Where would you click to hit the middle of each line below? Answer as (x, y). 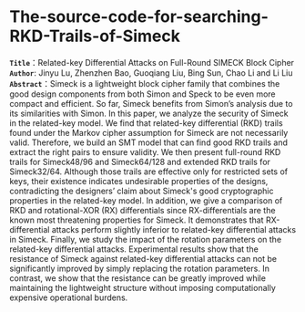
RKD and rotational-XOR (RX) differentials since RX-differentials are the (142, 210)
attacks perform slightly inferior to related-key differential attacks (174, 229)
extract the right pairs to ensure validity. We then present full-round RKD (145, 151)
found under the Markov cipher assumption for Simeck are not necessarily (149, 132)
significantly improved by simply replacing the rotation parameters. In (140, 268)
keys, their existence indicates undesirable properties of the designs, (139, 181)
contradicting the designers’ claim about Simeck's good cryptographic (142, 191)
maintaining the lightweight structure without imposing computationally (142, 287)
